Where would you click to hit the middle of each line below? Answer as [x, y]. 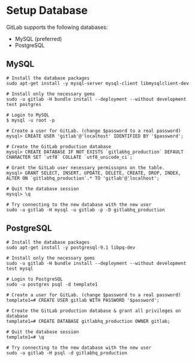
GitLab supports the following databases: [57, 27]
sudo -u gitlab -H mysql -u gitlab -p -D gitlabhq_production [85, 210]
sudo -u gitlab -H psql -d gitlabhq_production [67, 353]
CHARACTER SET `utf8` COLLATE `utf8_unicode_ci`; [70, 157]
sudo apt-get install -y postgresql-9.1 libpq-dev [71, 248]
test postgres [24, 104]
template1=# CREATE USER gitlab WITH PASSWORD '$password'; [83, 300]
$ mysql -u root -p [31, 120]
